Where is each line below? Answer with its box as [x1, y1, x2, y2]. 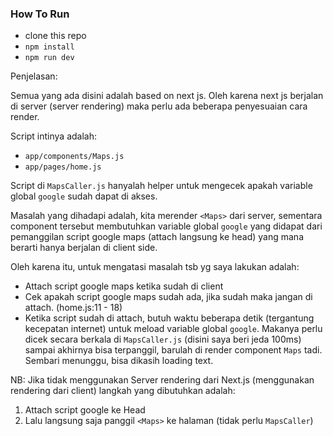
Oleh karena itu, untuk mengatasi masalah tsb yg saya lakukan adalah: [10, 261, 300, 273]
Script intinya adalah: [10, 130, 98, 142]
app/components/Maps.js [24, 152, 125, 162]
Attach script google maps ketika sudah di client [24, 280, 224, 292]
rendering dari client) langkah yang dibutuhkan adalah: [10, 385, 236, 397]
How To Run [10, 7, 70, 21]
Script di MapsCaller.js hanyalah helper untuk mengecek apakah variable [10, 180, 313, 192]
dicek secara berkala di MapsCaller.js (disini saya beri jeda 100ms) [24, 333, 302, 346]
